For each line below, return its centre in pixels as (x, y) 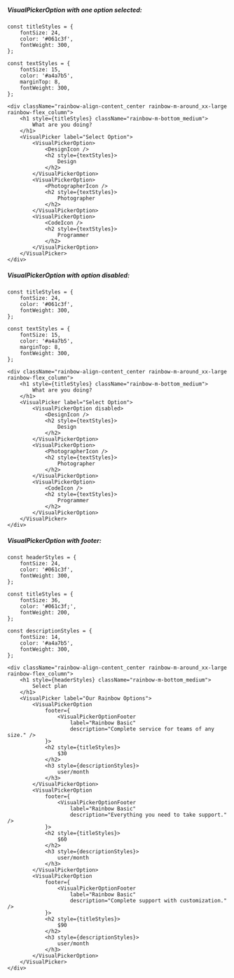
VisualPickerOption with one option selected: (75, 10)
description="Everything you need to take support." (149, 815)
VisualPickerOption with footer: (54, 540)
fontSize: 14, (40, 637)
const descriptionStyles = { (50, 631)
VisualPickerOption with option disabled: (69, 275)
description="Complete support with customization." (149, 900)
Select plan (50, 686)
